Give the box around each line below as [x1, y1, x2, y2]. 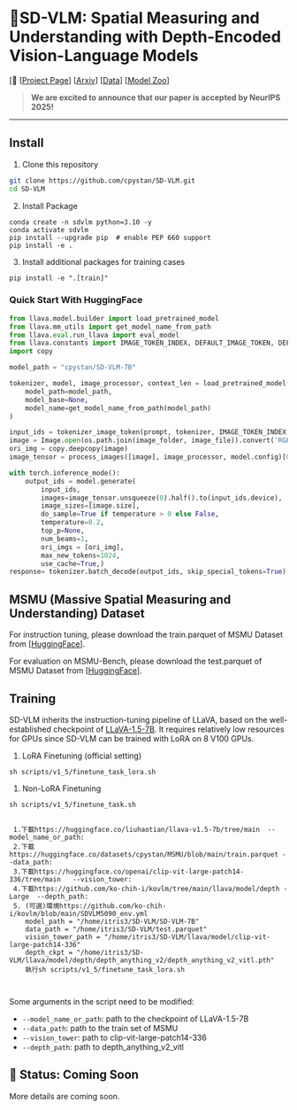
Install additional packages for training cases [21, 256, 186, 267]
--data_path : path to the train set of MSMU [21, 1022, 179, 1033]
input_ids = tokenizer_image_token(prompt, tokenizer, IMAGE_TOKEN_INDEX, [9, 428, 291, 437]
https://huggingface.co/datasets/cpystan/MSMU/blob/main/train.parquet [9, 850, 278, 858]
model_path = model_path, [25, 387, 113, 396]
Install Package [21, 200, 78, 211]
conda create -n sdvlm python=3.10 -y [9, 217, 152, 227]
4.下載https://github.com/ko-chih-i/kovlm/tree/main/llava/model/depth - [12, 884, 288, 893]
